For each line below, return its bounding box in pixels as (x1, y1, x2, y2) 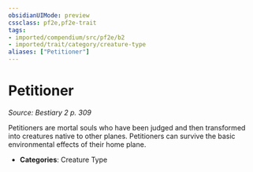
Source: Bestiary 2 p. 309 (8, 108, 92, 117)
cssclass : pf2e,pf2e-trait (8, 19, 97, 27)
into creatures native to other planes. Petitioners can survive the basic (8, 131, 236, 141)
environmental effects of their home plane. (8, 139, 147, 149)
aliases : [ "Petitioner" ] (8, 48, 90, 56)
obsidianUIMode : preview (8, 11, 90, 20)
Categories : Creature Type (19, 155, 108, 164)
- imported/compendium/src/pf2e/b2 (8, 33, 125, 42)
